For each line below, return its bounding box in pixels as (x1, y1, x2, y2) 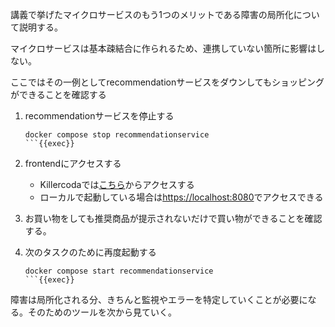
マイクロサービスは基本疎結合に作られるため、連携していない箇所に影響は (10, 43, 317, 54)
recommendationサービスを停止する (24, 110, 175, 122)
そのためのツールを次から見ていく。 (27, 306, 177, 318)
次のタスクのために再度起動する (24, 246, 157, 258)
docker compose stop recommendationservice (24, 130, 210, 140)
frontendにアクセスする (24, 158, 122, 169)
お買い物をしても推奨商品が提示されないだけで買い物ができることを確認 (24, 213, 323, 224)
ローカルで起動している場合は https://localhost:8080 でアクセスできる (39, 191, 324, 203)
